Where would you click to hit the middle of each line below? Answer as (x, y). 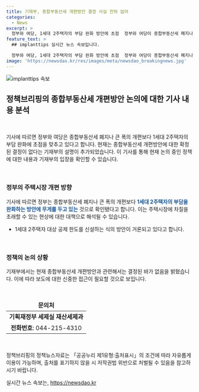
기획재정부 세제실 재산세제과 (46, 317)
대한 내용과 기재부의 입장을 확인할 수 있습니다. (65, 159)
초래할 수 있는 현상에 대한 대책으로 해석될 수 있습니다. (68, 216)
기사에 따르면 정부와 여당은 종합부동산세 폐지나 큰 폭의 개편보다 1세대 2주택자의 (97, 137)
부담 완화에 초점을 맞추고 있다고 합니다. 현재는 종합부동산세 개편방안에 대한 (92, 144)
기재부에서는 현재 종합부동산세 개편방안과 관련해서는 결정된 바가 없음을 (88, 272)
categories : (21, 17)
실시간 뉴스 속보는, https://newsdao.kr (51, 383)
